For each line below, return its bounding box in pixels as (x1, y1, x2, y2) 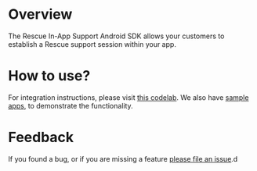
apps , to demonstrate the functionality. (8, 101, 133, 110)
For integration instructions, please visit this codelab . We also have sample (8, 92, 249, 102)
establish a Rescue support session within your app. (8, 39, 176, 48)
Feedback (8, 129, 74, 146)
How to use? (8, 67, 91, 85)
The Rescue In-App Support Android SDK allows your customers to (8, 31, 225, 41)
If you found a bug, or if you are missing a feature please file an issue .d (8, 154, 238, 163)
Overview (8, 5, 73, 23)
